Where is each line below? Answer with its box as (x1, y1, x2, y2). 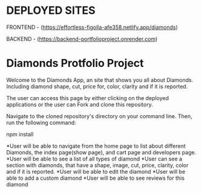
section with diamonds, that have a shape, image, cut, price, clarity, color (6, 161, 189, 169)
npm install (6, 130, 34, 138)
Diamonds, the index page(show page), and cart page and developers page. (6, 148, 197, 156)
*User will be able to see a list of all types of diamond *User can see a (6, 155, 183, 162)
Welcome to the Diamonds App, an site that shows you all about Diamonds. (6, 76, 194, 83)
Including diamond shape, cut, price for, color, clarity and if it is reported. (6, 83, 188, 90)
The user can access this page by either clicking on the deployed (6, 94, 169, 101)
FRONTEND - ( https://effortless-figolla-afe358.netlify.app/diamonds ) (6, 24, 178, 31)
